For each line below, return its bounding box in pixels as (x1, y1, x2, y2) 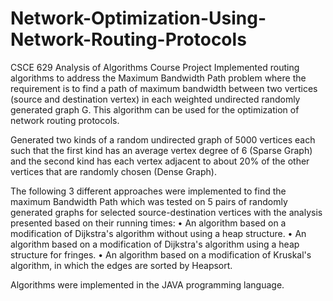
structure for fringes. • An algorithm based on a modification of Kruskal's (10, 248, 312, 261)
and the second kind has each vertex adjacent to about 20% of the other (10, 155, 310, 167)
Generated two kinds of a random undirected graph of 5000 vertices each (10, 133, 316, 146)
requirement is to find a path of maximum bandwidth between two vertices (10, 82, 318, 94)
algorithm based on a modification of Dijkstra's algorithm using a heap (10, 238, 300, 250)
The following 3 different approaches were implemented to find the (10, 185, 287, 197)
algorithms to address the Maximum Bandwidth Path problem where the (10, 72, 307, 84)
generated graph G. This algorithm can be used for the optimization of (10, 103, 300, 116)
